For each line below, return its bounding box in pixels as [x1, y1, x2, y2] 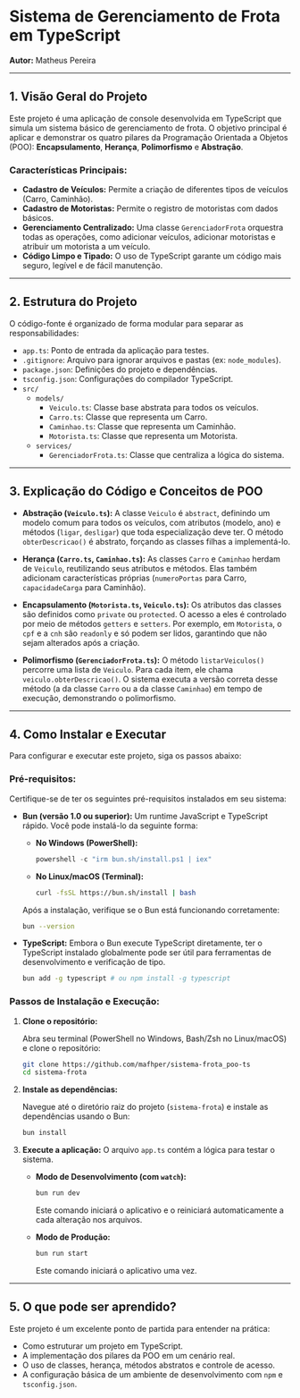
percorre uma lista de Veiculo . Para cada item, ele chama [21, 664, 234, 674]
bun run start [35, 1250, 88, 1258]
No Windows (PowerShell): [35, 837, 138, 848]
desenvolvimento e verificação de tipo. [21, 957, 166, 968]
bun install [21, 1129, 67, 1138]
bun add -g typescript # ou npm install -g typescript [21, 974, 231, 983]
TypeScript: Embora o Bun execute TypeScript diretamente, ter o [21, 937, 263, 949]
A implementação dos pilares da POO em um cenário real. [21, 1350, 236, 1360]
